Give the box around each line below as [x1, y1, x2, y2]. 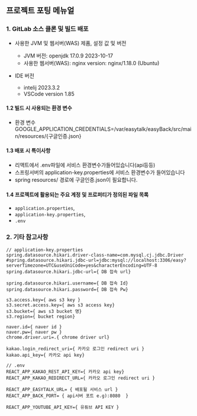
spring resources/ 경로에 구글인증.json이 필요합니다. [14, 177, 138, 184]
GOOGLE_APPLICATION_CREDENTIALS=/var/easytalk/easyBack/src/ [14, 125, 183, 132]
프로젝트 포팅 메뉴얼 [6, 5, 75, 16]
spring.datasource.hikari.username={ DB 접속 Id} [6, 280, 128, 286]
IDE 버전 [14, 72, 34, 79]
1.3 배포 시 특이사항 [6, 147, 51, 154]
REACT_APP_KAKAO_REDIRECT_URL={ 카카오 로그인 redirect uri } [6, 375, 156, 381]
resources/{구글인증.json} [20, 132, 82, 139]
